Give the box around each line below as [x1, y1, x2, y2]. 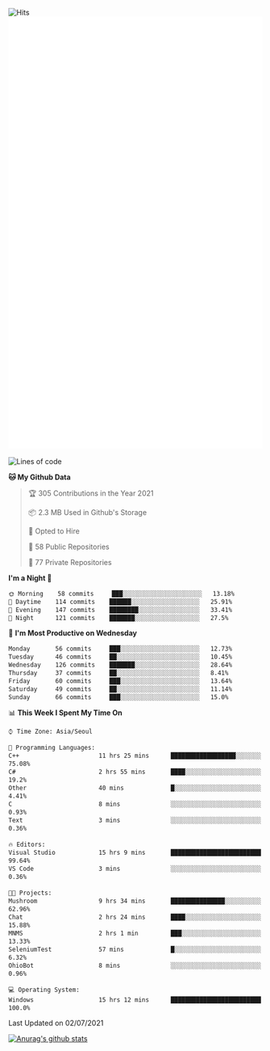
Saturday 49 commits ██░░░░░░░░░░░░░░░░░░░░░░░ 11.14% [8, 685, 232, 693]
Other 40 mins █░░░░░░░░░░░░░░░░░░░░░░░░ [8, 784, 262, 792]
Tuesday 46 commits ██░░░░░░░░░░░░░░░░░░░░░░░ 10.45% [8, 652, 232, 661]
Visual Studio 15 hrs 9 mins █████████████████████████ [8, 848, 262, 856]
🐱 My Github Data [8, 472, 71, 482]
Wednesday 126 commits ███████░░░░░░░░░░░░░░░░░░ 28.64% [8, 660, 232, 669]
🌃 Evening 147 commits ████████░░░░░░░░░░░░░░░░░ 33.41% [8, 605, 232, 613]
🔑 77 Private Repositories [27, 557, 112, 567]
